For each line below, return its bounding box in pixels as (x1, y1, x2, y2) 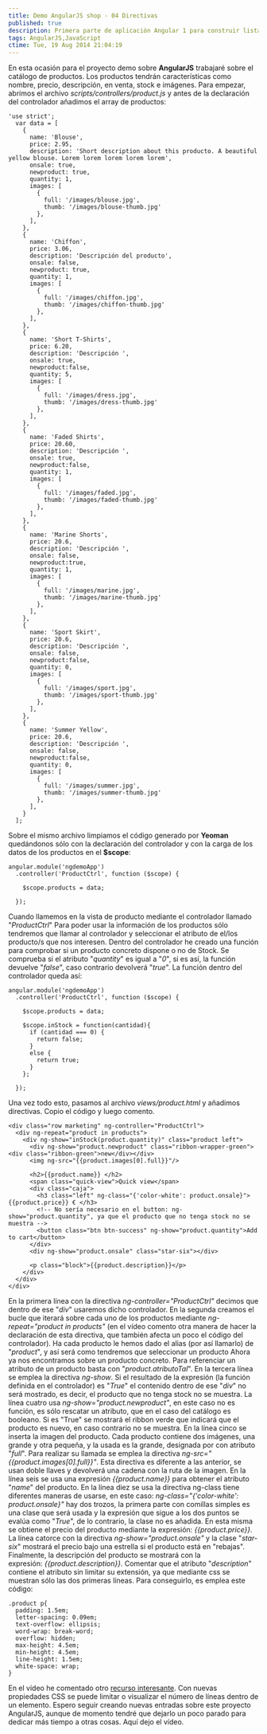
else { (29, 1049, 52, 1057)
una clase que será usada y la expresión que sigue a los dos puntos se (8, 1508, 240, 1518)
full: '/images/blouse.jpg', (43, 196, 141, 204)
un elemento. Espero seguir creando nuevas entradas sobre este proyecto (8, 1701, 252, 1710)
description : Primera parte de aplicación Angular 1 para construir (8, 26, 240, 34)
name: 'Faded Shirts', (29, 433, 105, 441)
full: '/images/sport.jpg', (43, 685, 137, 692)
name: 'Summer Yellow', (29, 726, 109, 734)
